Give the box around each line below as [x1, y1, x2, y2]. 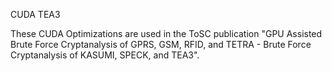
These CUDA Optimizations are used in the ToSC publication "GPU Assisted [10, 28, 323, 39]
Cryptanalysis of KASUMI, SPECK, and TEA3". [10, 49, 200, 61]
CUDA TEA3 [10, 9, 61, 20]
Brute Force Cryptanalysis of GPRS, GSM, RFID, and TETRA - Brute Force [10, 39, 312, 50]
